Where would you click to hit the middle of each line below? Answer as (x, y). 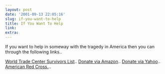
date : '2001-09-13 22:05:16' (35, 14)
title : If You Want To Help (34, 23)
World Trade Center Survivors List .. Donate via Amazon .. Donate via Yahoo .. (83, 61)
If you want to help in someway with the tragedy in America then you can (80, 47)
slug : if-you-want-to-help (33, 19)
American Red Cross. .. (28, 67)
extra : (12, 33)
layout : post (19, 10)
